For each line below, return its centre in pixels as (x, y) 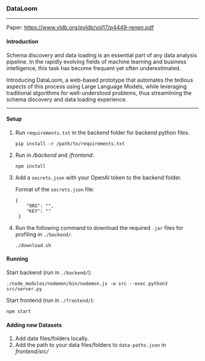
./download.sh (33, 245)
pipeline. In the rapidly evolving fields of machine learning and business (96, 62)
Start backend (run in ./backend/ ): (49, 272)
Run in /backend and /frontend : (55, 155)
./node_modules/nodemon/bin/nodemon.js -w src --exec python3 (87, 284)
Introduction (22, 41)
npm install (30, 166)
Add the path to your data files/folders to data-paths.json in (91, 345)
